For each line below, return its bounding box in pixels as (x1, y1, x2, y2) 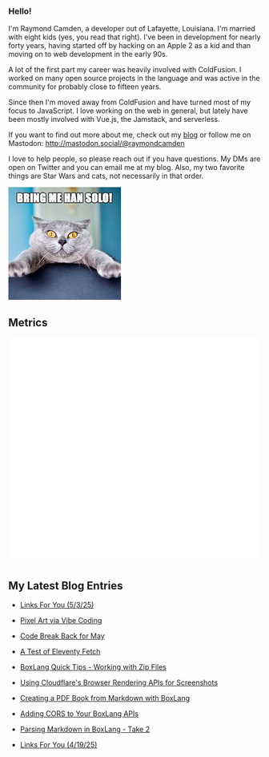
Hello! (8, 6, 32, 17)
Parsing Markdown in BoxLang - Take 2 (19, 724, 151, 735)
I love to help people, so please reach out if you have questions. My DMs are (8, 154, 261, 164)
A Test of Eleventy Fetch (19, 647, 101, 657)
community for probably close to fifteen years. (8, 82, 162, 91)
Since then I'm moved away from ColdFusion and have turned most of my (8, 98, 251, 107)
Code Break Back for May (19, 631, 106, 641)
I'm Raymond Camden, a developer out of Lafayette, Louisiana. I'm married (8, 24, 256, 34)
